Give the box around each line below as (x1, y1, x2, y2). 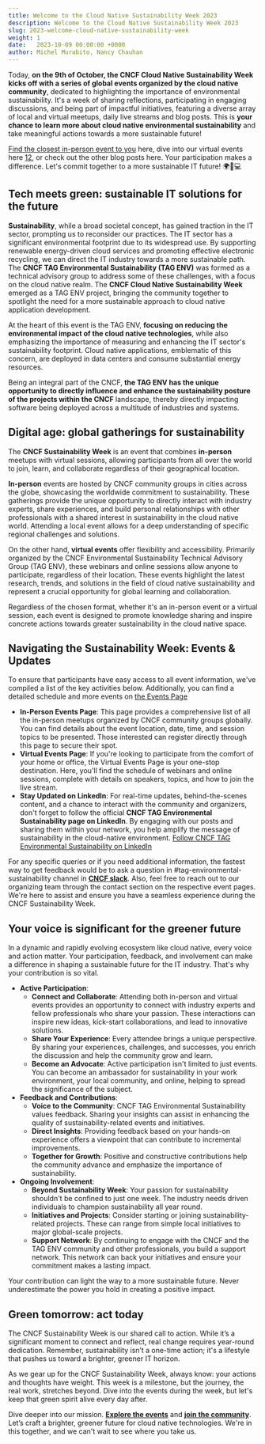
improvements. (31, 1143, 81, 1153)
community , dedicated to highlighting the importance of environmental (8, 87, 240, 96)
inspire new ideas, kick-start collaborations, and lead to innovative (31, 1018, 248, 1027)
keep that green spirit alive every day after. (8, 1394, 148, 1404)
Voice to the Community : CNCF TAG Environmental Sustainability (31, 1101, 247, 1111)
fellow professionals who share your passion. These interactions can (31, 1009, 256, 1018)
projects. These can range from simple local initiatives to (56, 1219, 241, 1229)
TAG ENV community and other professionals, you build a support (31, 1244, 247, 1254)
